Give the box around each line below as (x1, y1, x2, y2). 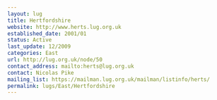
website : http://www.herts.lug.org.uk (7, 23, 122, 30)
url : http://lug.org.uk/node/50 (7, 56, 102, 63)
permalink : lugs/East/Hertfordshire (7, 82, 115, 89)
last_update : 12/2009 (7, 43, 71, 50)
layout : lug (7, 10, 42, 18)
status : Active (7, 37, 52, 44)
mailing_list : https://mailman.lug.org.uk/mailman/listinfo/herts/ (7, 75, 211, 83)
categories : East (7, 50, 59, 57)
